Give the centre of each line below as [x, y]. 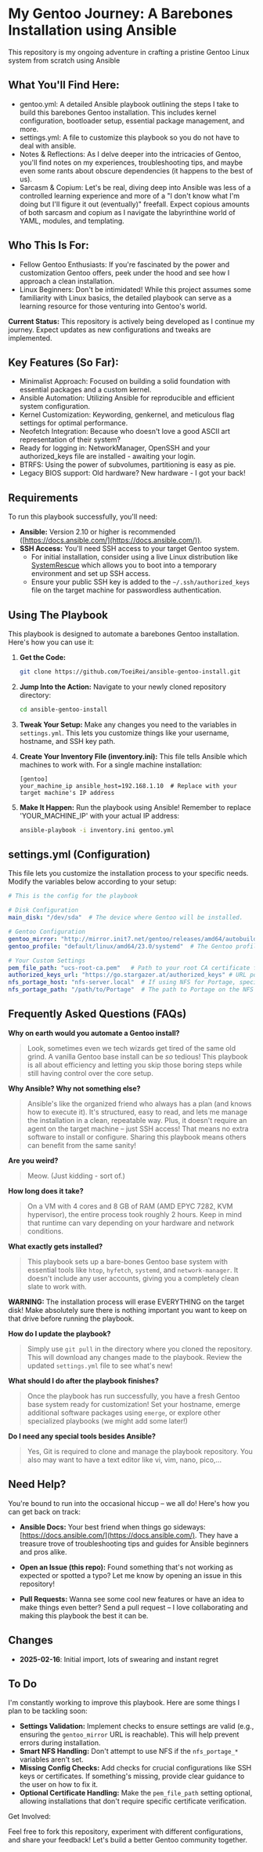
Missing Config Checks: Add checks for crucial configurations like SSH [135, 1768]
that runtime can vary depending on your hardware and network [131, 1223]
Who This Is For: [49, 245]
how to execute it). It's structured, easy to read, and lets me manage [137, 1112]
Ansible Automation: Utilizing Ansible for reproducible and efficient [127, 398]
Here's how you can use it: [51, 642]
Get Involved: [29, 1817]
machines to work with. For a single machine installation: [110, 764]
